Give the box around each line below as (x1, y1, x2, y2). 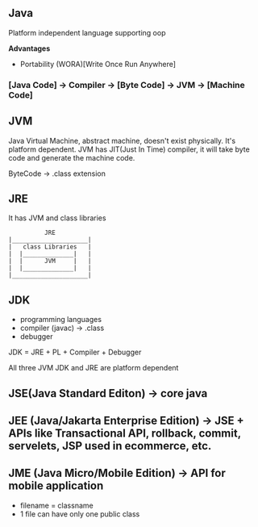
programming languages (19, 315, 102, 324)
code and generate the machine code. (8, 153, 135, 162)
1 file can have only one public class (19, 508, 140, 519)
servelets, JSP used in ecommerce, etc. (8, 439, 212, 453)
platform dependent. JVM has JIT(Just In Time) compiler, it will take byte (8, 144, 250, 154)
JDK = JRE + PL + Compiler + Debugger (8, 347, 142, 358)
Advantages (8, 44, 51, 53)
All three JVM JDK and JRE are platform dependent (8, 363, 179, 373)
